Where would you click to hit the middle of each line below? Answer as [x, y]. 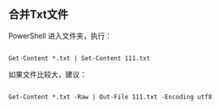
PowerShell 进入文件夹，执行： [60, 36]
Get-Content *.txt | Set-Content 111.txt [80, 58]
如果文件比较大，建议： [47, 74]
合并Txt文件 [39, 15]
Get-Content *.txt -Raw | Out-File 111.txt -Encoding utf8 [110, 97]
